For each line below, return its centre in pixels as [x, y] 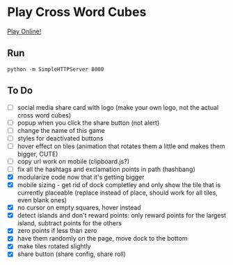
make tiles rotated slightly [54, 246]
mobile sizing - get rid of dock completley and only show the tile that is [119, 185]
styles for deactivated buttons [60, 138]
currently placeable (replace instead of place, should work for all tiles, [117, 193]
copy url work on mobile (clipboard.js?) [73, 161]
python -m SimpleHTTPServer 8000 [56, 69]
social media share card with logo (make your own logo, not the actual [118, 107]
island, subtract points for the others [69, 223]
